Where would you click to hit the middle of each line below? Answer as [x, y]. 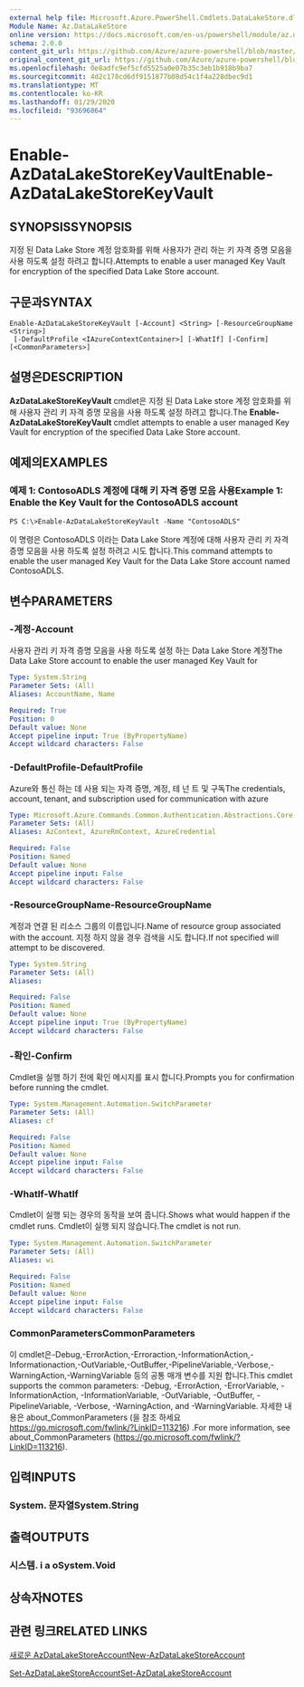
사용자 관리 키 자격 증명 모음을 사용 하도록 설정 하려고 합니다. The [133, 412]
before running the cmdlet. [59, 1088]
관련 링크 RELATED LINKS [78, 1631]
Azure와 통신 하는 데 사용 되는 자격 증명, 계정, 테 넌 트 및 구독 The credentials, [147, 788]
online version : [40, 34]
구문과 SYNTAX [51, 302]
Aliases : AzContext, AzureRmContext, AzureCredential [113, 832]
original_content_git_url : [60, 60]
